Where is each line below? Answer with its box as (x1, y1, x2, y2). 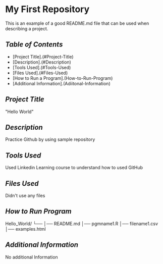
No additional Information (5, 254, 58, 260)
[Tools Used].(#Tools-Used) (12, 64, 71, 70)
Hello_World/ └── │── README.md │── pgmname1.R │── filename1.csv (5, 221, 158, 227)
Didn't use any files (5, 193, 45, 198)
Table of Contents (5, 40, 63, 49)
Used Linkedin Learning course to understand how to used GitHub (5, 165, 143, 171)
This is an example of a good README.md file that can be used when (5, 20, 149, 26)
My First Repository (5, 4, 90, 15)
